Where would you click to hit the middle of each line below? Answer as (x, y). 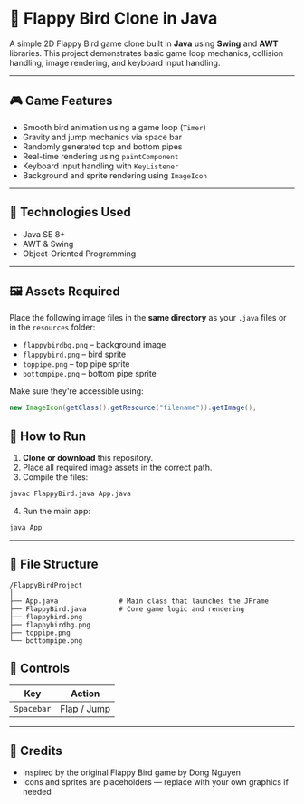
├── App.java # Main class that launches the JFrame (139, 601)
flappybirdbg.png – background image (94, 345)
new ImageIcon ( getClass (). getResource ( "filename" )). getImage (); (133, 408)
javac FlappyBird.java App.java (70, 494)
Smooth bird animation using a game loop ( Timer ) (114, 127)
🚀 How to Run (48, 436)
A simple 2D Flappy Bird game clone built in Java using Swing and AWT (144, 43)
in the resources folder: (52, 327)
